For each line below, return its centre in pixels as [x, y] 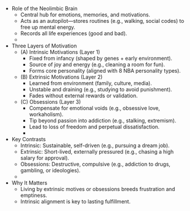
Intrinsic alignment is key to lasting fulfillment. [75, 201]
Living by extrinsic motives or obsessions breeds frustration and [98, 189]
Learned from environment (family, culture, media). [90, 83]
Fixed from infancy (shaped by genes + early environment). [101, 58]
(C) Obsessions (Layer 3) [51, 102]
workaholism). [46, 114]
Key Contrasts [29, 139]
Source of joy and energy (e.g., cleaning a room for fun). [97, 64]
